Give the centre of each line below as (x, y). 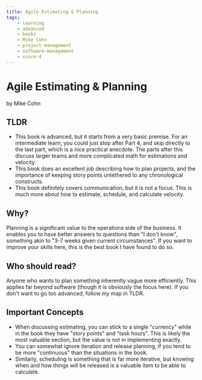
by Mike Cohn (24, 103)
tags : (13, 17)
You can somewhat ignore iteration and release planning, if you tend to (103, 346)
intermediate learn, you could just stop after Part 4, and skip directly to (103, 143)
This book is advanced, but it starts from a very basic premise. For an (101, 137)
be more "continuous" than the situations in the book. (81, 352)
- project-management (44, 46)
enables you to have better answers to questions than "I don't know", (92, 234)
